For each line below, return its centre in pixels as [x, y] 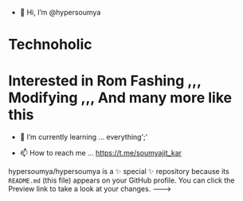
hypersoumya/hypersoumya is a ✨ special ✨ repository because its [119, 171]
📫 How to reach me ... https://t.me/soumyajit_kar [100, 153]
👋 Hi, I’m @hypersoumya [60, 12]
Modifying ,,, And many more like [120, 98]
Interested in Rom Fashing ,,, [105, 81]
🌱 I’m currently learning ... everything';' [84, 137]
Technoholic [50, 45]
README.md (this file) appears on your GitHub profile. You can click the [121, 180]
